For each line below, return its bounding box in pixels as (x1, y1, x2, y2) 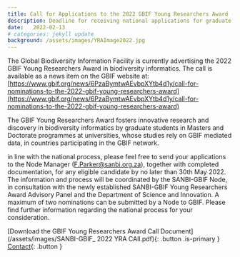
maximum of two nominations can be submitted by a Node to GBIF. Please (7, 198, 226, 207)
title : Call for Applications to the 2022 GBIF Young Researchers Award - (7, 10, 235, 18)
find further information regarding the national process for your (7, 206, 193, 214)
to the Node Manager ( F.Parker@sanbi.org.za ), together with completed (7, 160, 219, 168)
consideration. (7, 213, 50, 222)
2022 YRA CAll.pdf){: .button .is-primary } (96, 235, 220, 243)
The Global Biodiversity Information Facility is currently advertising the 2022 (7, 56, 232, 65)
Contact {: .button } (7, 242, 63, 251)
